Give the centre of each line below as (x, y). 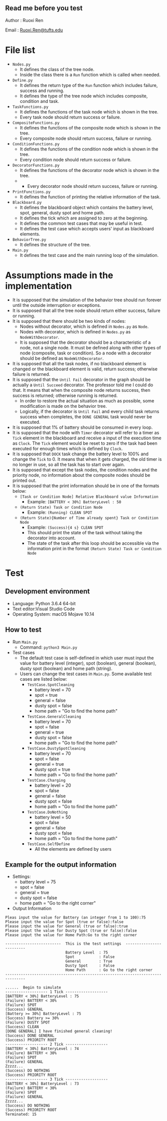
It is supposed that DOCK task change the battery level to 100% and (80, 454)
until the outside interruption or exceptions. (57, 305)
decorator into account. (51, 538)
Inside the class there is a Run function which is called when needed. (90, 74)
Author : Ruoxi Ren (24, 20)
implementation (39, 286)
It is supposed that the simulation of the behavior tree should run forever (87, 300)
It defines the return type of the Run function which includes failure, (89, 85)
